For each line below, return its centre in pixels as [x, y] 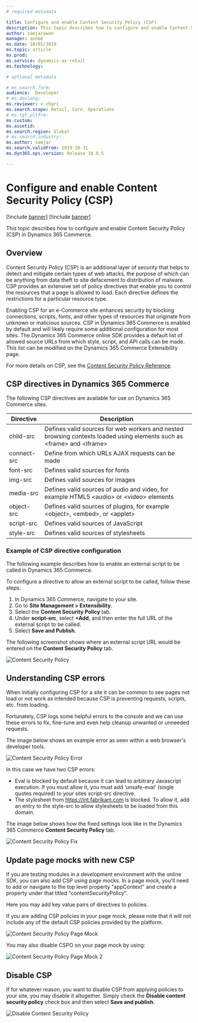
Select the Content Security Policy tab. [62, 611]
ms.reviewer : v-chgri [33, 104]
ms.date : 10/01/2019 [32, 44]
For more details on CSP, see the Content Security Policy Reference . [89, 365]
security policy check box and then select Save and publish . [80, 1002]
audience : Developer [33, 93]
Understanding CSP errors [56, 678]
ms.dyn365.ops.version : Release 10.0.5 [55, 154]
